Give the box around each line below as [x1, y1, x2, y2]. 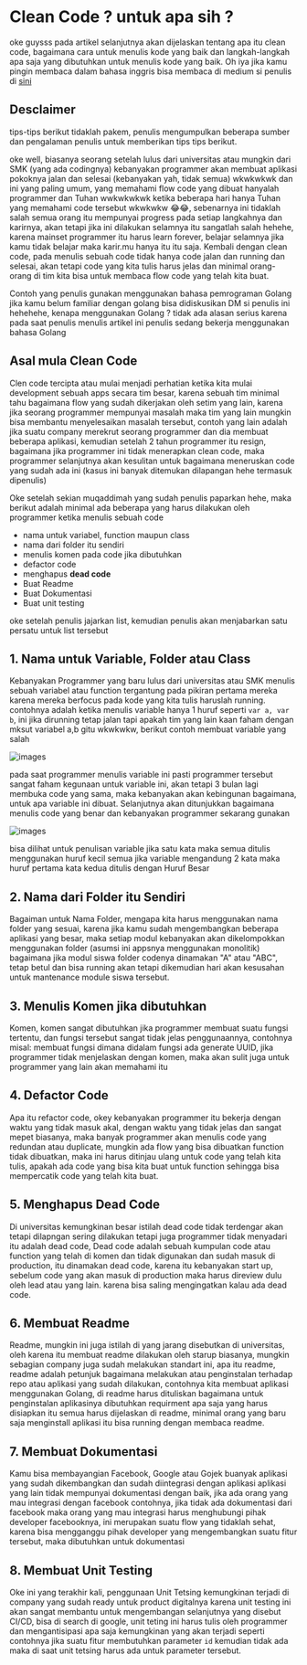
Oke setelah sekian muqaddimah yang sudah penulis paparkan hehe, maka [9, 492, 292, 504]
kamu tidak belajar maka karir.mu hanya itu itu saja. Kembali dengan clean [9, 240, 288, 252]
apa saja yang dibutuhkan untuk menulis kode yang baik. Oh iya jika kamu [9, 56, 288, 67]
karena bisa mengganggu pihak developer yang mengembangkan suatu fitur [9, 1526, 298, 1537]
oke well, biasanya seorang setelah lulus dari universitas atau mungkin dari [9, 154, 291, 164]
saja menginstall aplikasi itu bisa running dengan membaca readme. [9, 1417, 265, 1428]
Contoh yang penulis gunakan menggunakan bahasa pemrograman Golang [9, 288, 292, 299]
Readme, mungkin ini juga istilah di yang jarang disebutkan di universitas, [9, 1340, 285, 1351]
